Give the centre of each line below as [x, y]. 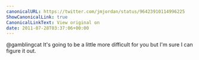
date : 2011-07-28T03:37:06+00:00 [48, 28]
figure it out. [21, 51]
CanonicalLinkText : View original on [53, 22]
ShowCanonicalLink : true [37, 17]
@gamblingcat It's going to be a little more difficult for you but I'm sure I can [100, 45]
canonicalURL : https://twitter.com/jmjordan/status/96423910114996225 [96, 11]
